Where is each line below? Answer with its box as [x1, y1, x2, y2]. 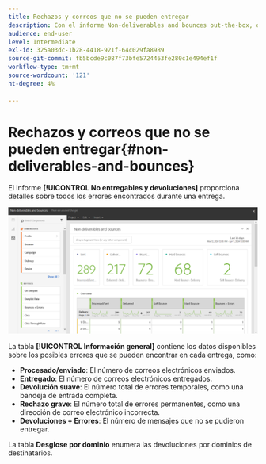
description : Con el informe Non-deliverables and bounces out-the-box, [8, 21, 253, 29]
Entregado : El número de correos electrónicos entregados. [19, 374, 212, 383]
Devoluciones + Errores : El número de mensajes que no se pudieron [19, 416, 244, 425]
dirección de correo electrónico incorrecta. [19, 407, 161, 416]
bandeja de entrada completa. [19, 390, 119, 400]
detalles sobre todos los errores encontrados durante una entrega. [8, 191, 226, 201]
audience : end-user [8, 29, 73, 37]
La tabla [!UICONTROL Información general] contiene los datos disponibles [8, 341, 256, 351]
